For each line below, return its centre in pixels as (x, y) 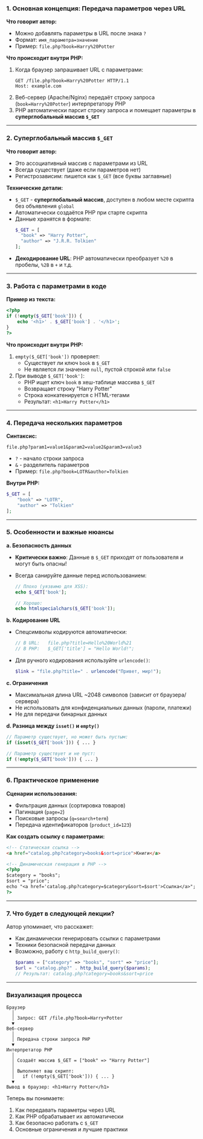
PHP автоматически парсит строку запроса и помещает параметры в (105, 110)
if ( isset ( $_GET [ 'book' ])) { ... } (51, 743)
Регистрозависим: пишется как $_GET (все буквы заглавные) (93, 176)
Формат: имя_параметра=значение (56, 40)
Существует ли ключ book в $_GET (67, 362)
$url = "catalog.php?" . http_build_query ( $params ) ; (83, 968)
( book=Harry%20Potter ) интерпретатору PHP (70, 104)
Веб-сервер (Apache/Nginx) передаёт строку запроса (85, 98)
